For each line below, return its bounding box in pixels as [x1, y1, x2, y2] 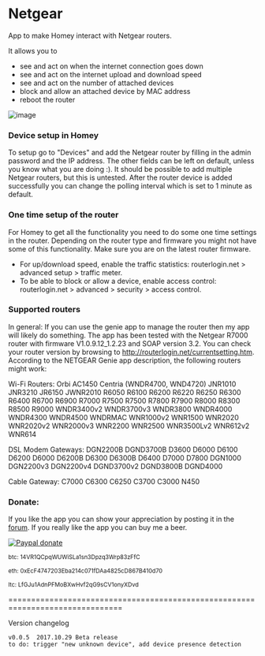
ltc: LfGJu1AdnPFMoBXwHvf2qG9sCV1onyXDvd [8, 581, 140, 589]
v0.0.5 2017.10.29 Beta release [8, 634, 118, 642]
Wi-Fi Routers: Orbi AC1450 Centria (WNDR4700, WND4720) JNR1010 [8, 379, 237, 389]
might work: [8, 363, 47, 373]
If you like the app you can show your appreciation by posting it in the [8, 514, 235, 524]
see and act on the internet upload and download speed [19, 69, 203, 79]
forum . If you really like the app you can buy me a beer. [8, 523, 188, 532]
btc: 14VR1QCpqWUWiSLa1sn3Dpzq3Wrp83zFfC [8, 553, 140, 561]
